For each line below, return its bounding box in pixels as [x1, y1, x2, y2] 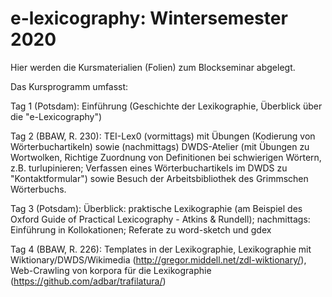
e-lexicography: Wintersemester [10, 7, 288, 30]
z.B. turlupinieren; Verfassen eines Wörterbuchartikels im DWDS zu [10, 162, 288, 174]
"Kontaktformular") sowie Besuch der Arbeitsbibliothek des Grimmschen [10, 172, 309, 184]
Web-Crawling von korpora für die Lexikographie [10, 264, 212, 276]
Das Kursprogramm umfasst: [10, 80, 129, 92]
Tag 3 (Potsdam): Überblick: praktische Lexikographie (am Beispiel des [10, 202, 303, 214]
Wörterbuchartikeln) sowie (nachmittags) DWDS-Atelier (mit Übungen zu [10, 140, 310, 152]
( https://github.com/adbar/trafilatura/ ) [10, 275, 167, 287]
